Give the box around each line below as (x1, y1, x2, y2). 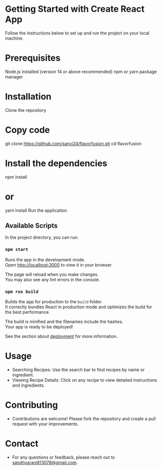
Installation (5, 91, 52, 102)
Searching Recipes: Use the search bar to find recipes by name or (12, 367, 145, 372)
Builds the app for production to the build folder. (5, 299, 103, 305)
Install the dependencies (5, 158, 107, 169)
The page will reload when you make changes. (5, 271, 99, 277)
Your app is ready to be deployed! (5, 324, 73, 330)
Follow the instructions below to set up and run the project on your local (5, 30, 150, 36)
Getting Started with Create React (5, 3, 145, 15)
